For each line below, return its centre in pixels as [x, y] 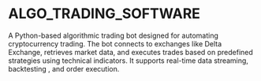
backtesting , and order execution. [64, 68]
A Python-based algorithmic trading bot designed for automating [113, 35]
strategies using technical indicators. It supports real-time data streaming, [128, 61]
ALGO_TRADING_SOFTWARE [104, 14]
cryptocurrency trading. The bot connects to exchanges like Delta [115, 43]
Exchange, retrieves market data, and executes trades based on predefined [131, 52]
